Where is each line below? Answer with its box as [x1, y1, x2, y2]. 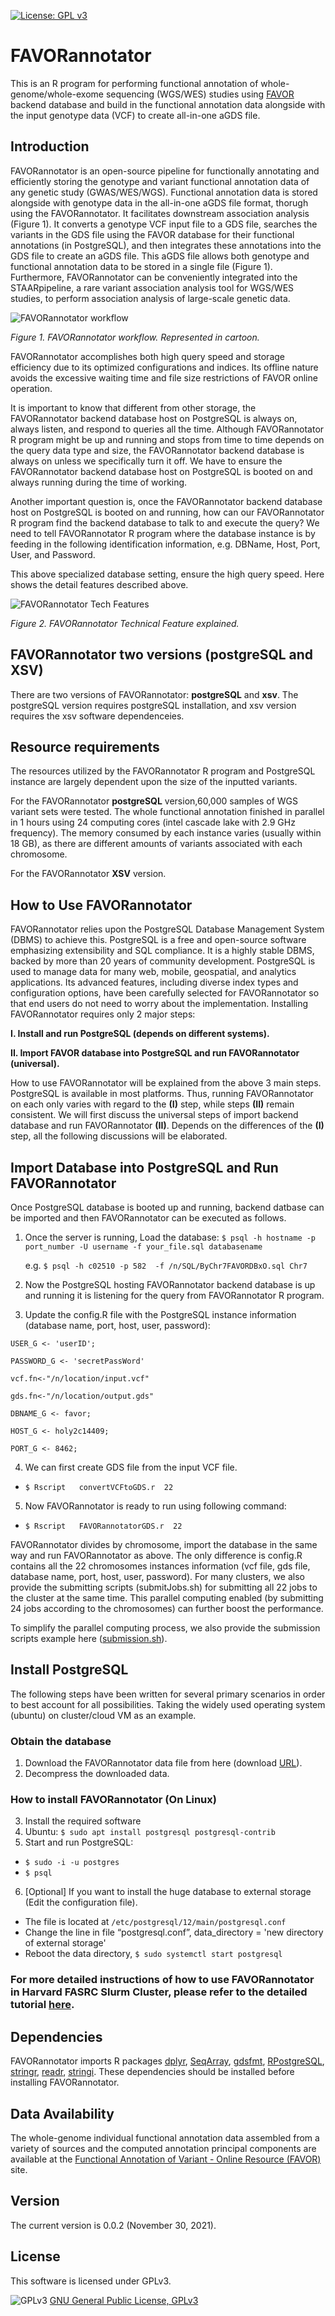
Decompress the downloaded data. [24, 1768, 170, 1780]
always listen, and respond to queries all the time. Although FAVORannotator [10, 423, 325, 435]
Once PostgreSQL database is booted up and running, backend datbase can [10, 1201, 325, 1213]
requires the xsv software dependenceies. [10, 710, 185, 722]
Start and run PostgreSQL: [24, 1836, 134, 1849]
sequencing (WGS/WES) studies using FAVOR [105, 88, 295, 100]
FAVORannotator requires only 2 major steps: [10, 1008, 196, 1020]
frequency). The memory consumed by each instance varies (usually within [10, 827, 322, 839]
